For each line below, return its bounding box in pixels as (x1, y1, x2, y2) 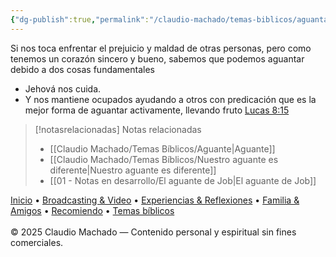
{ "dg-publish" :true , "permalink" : (10, 14, 150, 25)
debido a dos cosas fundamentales (10, 63, 155, 75)
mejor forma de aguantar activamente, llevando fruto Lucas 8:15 (24, 104, 290, 116)
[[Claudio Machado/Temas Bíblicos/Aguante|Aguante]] (49, 142, 276, 155)
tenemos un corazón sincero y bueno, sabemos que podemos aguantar (10, 52, 305, 65)
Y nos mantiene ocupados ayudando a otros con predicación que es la (24, 93, 317, 105)
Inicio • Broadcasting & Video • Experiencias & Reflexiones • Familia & (10, 194, 300, 206)
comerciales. (10, 236, 64, 248)
